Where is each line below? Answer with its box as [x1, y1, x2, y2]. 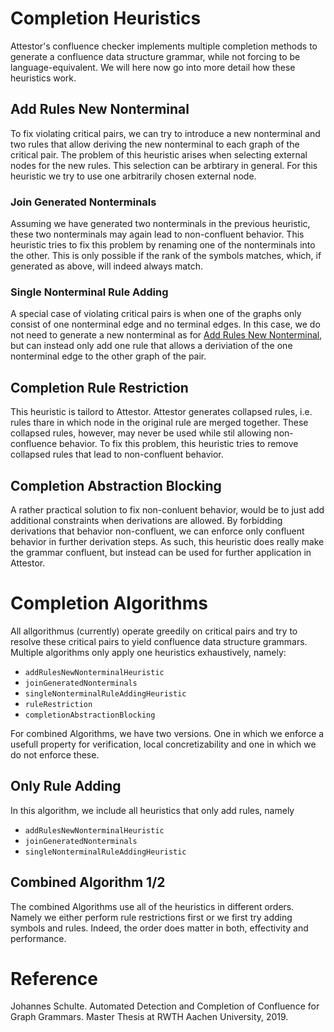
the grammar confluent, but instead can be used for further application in [10, 546, 312, 558]
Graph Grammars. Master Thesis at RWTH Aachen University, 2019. [10, 1011, 289, 1023]
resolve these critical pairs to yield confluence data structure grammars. [10, 635, 308, 647]
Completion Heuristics [10, 7, 202, 30]
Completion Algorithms [10, 592, 208, 615]
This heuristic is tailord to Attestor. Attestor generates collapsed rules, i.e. [10, 406, 313, 418]
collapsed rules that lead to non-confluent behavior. [10, 448, 224, 461]
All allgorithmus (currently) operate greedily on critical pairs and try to [10, 625, 298, 637]
